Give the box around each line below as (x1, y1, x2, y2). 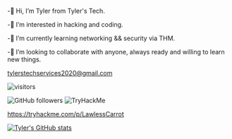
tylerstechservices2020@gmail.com (7, 69, 113, 77)
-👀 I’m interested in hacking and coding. (7, 20, 123, 28)
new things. (7, 55, 42, 64)
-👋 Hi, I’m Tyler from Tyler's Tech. (7, 7, 106, 15)
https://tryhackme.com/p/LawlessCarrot (7, 110, 125, 118)
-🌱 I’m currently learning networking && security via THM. (7, 34, 176, 42)
